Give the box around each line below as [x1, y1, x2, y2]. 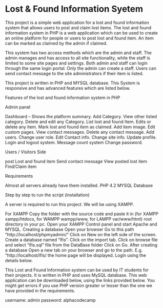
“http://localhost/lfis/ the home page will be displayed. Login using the [5, 252, 146, 258]
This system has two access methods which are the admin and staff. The [5, 50, 152, 56]
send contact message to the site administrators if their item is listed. [5, 70, 144, 76]
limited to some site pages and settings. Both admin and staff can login [5, 60, 148, 66]
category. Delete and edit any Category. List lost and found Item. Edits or [5, 119, 151, 124]
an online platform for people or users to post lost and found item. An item [5, 35, 154, 41]
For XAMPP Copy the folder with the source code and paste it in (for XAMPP [5, 211, 159, 217]
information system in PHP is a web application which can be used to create [5, 30, 158, 36]
